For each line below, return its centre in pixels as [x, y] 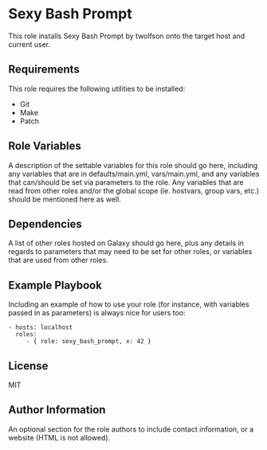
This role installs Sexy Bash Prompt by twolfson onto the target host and [127, 36]
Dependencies [45, 224]
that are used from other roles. [59, 260]
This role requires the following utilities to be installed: [97, 88]
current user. [29, 44]
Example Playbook [55, 285]
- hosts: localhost [41, 327]
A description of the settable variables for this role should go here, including [133, 165]
